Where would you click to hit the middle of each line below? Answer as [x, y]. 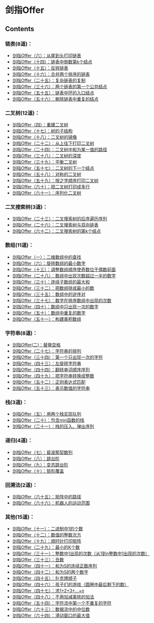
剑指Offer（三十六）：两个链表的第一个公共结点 [60, 86]
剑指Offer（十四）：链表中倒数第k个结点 [52, 62]
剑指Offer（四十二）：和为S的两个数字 [50, 572]
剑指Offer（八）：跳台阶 [36, 458]
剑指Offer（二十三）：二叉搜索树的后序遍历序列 [60, 219]
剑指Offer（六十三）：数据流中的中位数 [51, 609]
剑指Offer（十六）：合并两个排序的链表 [51, 74]
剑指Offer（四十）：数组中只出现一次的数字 [55, 307]
